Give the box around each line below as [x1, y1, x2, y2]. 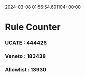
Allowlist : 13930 [5, 66, 46, 73]
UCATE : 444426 [5, 39, 47, 46]
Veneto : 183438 [5, 53, 46, 60]
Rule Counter [5, 22, 61, 33]
